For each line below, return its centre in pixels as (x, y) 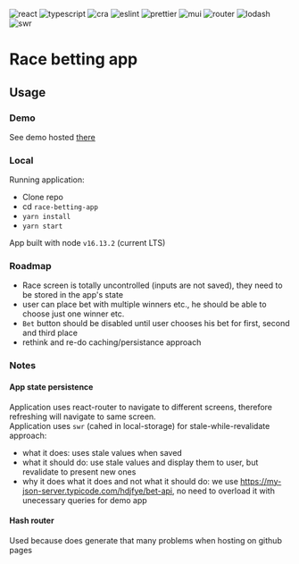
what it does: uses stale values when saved (102, 452)
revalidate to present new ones (79, 471)
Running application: (47, 180)
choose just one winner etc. (73, 314)
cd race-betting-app (60, 206)
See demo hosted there (52, 137)
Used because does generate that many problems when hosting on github (146, 540)
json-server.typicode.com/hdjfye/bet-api (97, 491)
